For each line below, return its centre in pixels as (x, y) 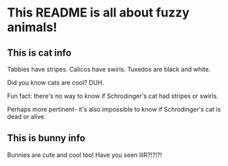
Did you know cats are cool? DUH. (56, 83)
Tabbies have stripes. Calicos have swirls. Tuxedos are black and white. (109, 69)
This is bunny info (46, 138)
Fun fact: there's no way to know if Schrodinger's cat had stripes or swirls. (113, 96)
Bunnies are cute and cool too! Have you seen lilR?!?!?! (85, 155)
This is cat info (39, 53)
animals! (32, 27)
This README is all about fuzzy (99, 13)
